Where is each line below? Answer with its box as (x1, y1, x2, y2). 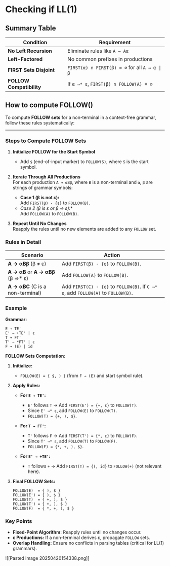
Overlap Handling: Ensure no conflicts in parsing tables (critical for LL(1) (12, 540, 164, 546)
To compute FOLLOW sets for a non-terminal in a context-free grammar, (5, 114, 156, 120)
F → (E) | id (5, 344, 33, 349)
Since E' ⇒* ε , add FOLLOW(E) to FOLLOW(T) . (27, 407, 117, 414)
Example (5, 305, 27, 312)
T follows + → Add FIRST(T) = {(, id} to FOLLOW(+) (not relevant (27, 463, 162, 469)
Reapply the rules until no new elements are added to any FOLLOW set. (12, 226, 157, 232)
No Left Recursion (8, 47, 52, 54)
